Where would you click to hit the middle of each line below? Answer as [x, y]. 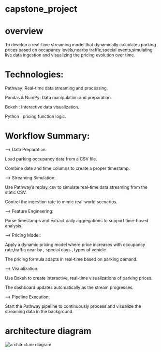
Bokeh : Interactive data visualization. [42, 107]
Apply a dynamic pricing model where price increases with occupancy [75, 245]
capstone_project [41, 9]
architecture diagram [48, 331]
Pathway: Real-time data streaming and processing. [57, 88]
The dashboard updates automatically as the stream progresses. [69, 287]
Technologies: [34, 75]
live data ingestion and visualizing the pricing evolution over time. [70, 55]
